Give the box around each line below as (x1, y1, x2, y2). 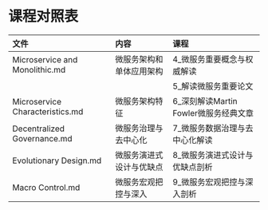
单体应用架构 (115, 65, 164, 77)
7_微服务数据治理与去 (172, 122, 254, 133)
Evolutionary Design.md (12, 155, 102, 166)
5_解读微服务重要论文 (172, 81, 254, 92)
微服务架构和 (115, 53, 164, 65)
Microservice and (12, 53, 78, 65)
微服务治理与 (115, 122, 164, 133)
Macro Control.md (12, 181, 81, 192)
